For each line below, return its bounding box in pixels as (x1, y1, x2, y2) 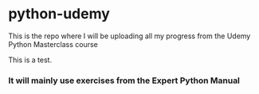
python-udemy (8, 5, 110, 23)
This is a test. (8, 55, 53, 65)
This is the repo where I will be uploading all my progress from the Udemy (8, 31, 251, 41)
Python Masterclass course (8, 39, 98, 49)
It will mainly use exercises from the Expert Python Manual (8, 75, 241, 86)
